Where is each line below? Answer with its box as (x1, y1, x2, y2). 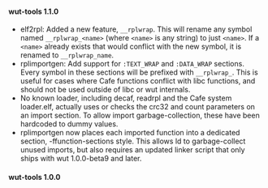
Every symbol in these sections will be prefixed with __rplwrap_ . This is (19, 67, 258, 77)
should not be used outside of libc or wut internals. (19, 85, 191, 95)
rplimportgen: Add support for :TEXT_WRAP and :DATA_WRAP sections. (19, 59, 245, 69)
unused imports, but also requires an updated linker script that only (19, 145, 245, 155)
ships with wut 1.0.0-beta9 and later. (19, 154, 142, 164)
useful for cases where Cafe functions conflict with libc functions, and (19, 76, 256, 86)
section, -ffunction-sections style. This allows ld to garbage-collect (19, 136, 246, 146)
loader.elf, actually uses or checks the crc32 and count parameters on (19, 102, 256, 112)
